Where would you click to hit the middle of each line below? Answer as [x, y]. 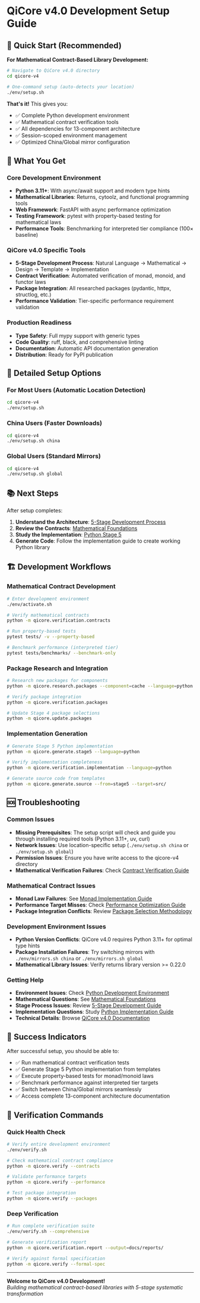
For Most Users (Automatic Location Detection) [76, 390]
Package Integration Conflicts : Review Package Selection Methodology [104, 911]
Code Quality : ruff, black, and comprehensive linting [80, 342]
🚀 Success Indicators [47, 1037]
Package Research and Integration [58, 668]
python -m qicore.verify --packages [52, 1199]
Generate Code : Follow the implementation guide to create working [98, 541]
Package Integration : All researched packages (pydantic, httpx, [93, 289]
